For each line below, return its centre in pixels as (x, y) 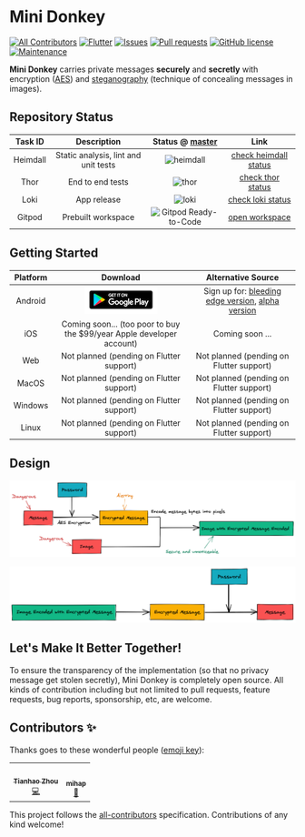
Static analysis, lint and (98, 155)
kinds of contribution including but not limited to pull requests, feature (140, 690)
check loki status (260, 199)
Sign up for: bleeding (242, 291)
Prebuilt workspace (98, 217)
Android (31, 301)
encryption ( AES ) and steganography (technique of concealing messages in (151, 78)
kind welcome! (37, 824)
